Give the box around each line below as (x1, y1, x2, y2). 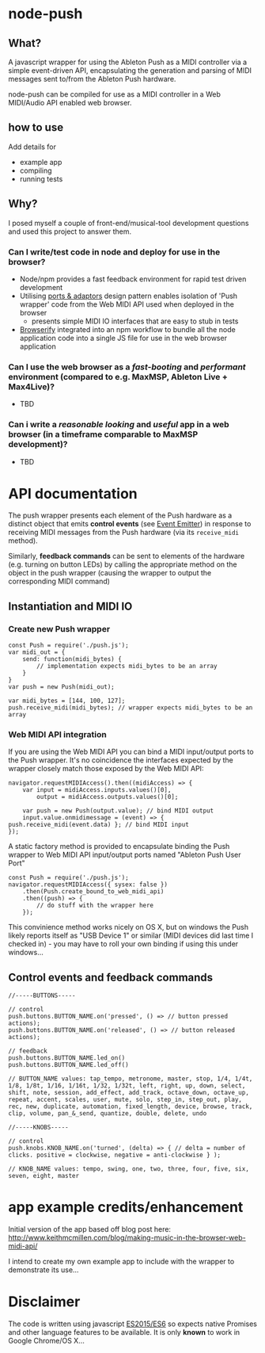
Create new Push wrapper (8, 623, 111, 634)
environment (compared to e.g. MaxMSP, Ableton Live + (8, 371, 228, 382)
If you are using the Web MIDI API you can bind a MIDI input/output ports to (8, 747, 255, 757)
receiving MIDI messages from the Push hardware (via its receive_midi (8, 528, 240, 537)
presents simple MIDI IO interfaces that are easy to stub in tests (31, 316, 239, 326)
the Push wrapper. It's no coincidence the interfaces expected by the (8, 755, 233, 765)
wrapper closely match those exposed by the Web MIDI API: (8, 764, 204, 774)
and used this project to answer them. (8, 227, 132, 236)
